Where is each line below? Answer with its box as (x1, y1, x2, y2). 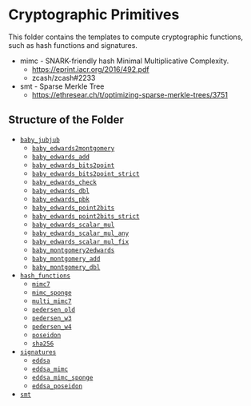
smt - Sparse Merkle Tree (19, 82, 105, 91)
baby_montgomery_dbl (31, 263, 101, 271)
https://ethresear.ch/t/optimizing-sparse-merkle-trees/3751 (31, 90, 228, 99)
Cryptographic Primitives (8, 6, 180, 24)
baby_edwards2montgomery (31, 144, 115, 153)
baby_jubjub (19, 136, 60, 144)
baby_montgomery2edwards (31, 246, 115, 254)
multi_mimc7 (31, 297, 72, 305)
